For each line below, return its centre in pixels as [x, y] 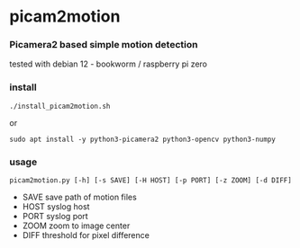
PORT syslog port [55, 217]
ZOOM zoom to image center [76, 226]
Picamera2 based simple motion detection [104, 45]
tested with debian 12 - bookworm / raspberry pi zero [109, 64]
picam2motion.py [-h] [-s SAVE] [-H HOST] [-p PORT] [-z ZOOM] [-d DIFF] [151, 181]
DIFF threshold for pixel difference [86, 235]
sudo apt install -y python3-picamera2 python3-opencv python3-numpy [143, 139]
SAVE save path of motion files [79, 197]
